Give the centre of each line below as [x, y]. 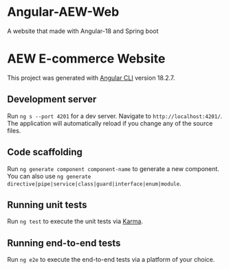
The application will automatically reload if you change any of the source [110, 123]
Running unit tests [47, 204]
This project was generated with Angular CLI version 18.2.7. [91, 78]
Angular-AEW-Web [63, 12]
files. [14, 131]
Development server [52, 99]
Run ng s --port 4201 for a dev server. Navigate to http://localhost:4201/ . [115, 116]
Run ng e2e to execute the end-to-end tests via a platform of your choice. [111, 260]
